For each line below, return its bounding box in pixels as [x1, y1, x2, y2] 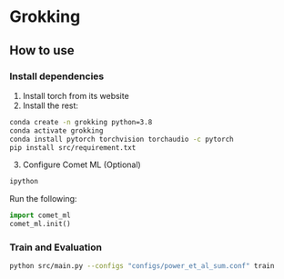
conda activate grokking [9, 125, 104, 135]
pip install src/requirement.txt [9, 143, 137, 152]
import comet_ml [9, 211, 71, 220]
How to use [9, 43, 75, 58]
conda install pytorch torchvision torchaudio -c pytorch [9, 135, 234, 144]
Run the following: [9, 194, 77, 204]
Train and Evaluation [9, 241, 103, 254]
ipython [9, 177, 39, 186]
